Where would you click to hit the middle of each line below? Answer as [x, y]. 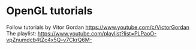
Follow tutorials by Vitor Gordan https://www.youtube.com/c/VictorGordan [98, 27]
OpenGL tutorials [49, 11]
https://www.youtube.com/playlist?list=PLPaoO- [97, 33]
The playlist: [21, 33]
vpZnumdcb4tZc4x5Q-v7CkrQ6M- [49, 40]
